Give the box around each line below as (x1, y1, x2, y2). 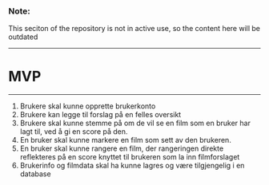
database (19, 169, 51, 179)
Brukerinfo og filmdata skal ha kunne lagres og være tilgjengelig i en (19, 161, 245, 171)
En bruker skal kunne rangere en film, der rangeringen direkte (19, 144, 224, 153)
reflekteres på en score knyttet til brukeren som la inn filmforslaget (19, 152, 240, 162)
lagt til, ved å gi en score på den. (19, 127, 128, 136)
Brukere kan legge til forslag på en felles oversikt (19, 110, 182, 120)
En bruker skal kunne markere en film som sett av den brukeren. (19, 136, 232, 145)
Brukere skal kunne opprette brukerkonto (19, 101, 156, 111)
